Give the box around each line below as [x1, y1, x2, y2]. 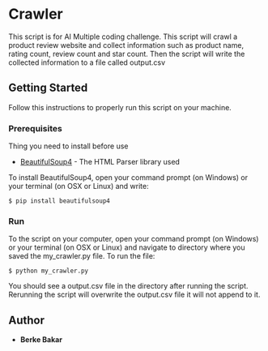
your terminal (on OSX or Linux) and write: [8, 182, 149, 191]
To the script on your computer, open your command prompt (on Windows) [8, 234, 259, 244]
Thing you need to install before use [8, 141, 129, 151]
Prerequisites [8, 122, 62, 134]
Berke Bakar [19, 335, 63, 345]
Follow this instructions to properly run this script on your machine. [8, 102, 232, 112]
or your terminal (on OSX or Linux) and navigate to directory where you [8, 242, 245, 252]
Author [8, 313, 45, 327]
